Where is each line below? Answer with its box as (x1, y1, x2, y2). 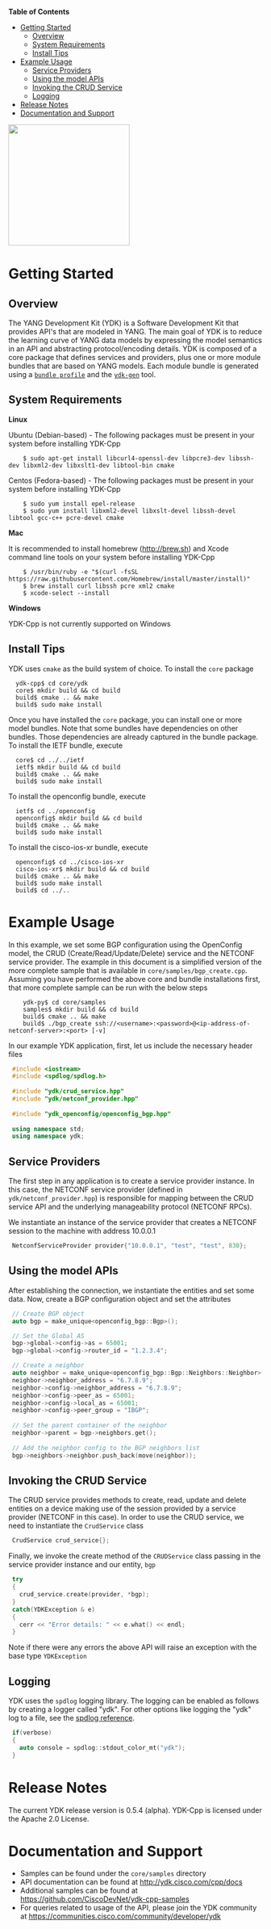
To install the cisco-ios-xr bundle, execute (8, 842, 148, 852)
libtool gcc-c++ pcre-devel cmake (8, 514, 125, 522)
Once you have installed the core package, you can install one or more (8, 715, 243, 724)
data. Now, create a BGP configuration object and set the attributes (8, 1294, 231, 1303)
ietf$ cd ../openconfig (15, 807, 95, 815)
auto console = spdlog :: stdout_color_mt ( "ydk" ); (19, 1743, 186, 1751)
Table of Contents (8, 7, 70, 16)
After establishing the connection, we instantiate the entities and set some (8, 1285, 255, 1295)
